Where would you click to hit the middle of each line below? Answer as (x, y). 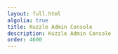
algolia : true (28, 20)
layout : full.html (34, 14)
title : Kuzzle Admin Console (50, 27)
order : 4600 (25, 40)
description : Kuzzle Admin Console (59, 33)
